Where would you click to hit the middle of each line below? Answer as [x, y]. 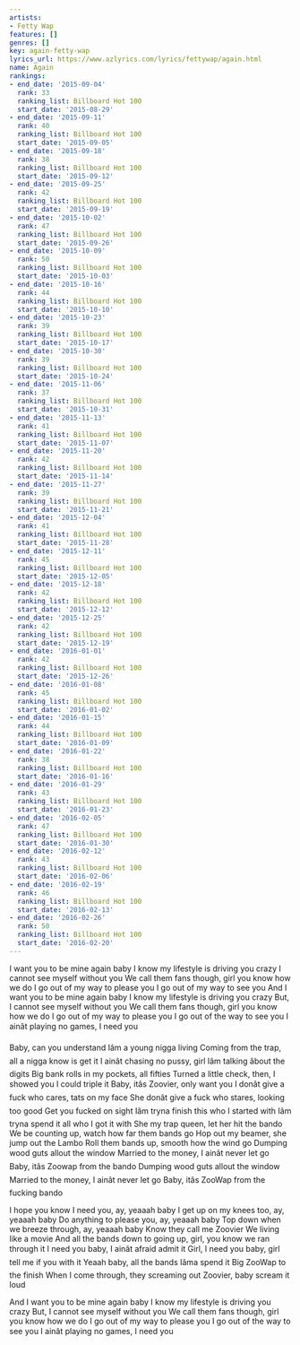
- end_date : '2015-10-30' [57, 351]
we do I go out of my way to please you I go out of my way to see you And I [148, 987]
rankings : [28, 76]
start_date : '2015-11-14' [66, 476]
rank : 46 [34, 893]
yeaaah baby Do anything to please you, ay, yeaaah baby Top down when [146, 1219]
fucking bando [36, 1193]
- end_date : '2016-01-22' [57, 751]
